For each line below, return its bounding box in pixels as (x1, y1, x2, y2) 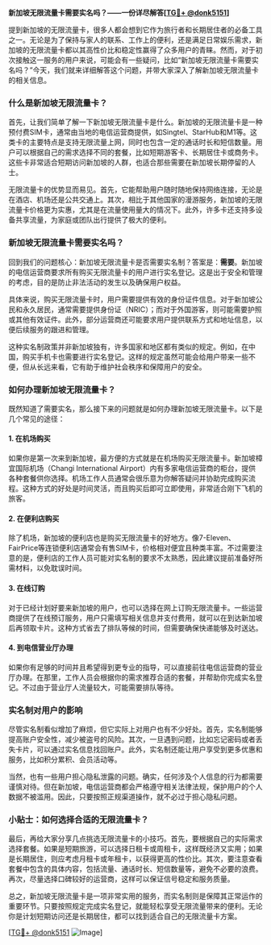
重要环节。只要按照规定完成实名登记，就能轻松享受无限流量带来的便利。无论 (8, 901, 263, 911)
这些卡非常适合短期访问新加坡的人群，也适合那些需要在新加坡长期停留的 (8, 157, 248, 168)
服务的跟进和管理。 (29, 324, 94, 334)
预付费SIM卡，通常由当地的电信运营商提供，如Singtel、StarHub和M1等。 (8, 127, 251, 137)
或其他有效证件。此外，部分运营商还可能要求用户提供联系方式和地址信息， (8, 314, 256, 324)
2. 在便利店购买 (8, 514, 60, 523)
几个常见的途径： (8, 414, 65, 423)
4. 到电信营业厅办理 (8, 643, 74, 652)
